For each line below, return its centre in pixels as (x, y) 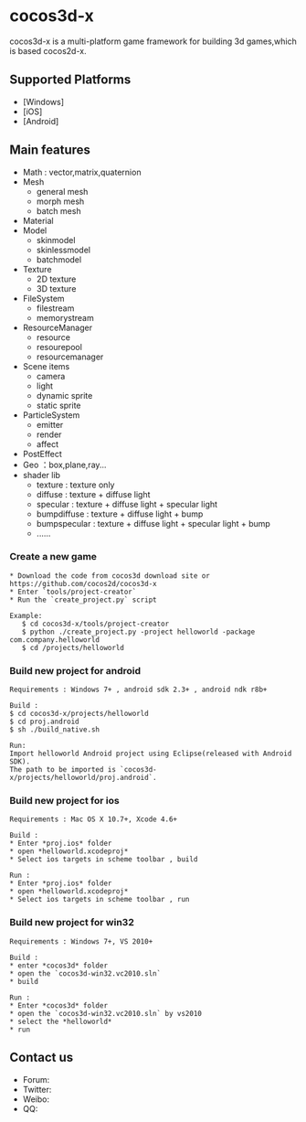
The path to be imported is (63, 770)
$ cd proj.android (44, 722)
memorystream (65, 317)
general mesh (62, 191)
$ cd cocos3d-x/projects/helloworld (79, 714)
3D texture (56, 288)
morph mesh (60, 201)
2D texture (56, 279)
